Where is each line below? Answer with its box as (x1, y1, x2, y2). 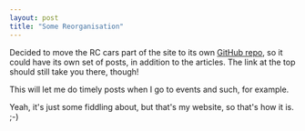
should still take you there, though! (9, 65, 139, 77)
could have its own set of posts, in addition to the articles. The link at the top (9, 56, 296, 67)
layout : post (9, 13, 59, 23)
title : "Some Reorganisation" (9, 22, 125, 31)
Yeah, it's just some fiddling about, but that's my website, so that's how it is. (9, 101, 294, 112)
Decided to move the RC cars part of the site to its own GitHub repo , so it (9, 46, 284, 57)
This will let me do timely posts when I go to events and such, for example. (9, 84, 290, 95)
